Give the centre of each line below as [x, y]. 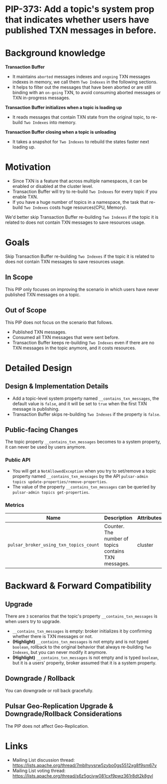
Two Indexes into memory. [50, 123]
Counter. [114, 526]
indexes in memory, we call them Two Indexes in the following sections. [85, 82]
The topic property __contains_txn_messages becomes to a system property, [83, 442]
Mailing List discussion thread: [43, 760]
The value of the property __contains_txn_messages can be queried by [84, 486]
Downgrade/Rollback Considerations [64, 714]
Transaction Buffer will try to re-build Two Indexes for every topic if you [85, 192]
